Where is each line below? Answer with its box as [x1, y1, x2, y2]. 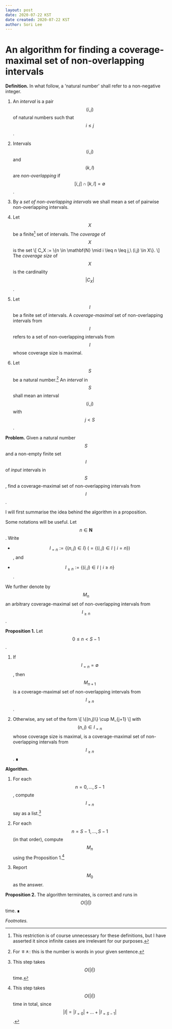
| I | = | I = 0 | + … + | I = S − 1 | [63, 1009, 117, 1016]
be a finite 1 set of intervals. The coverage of [12, 230, 106, 237]
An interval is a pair [12, 98, 54, 104]
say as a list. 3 [12, 809, 41, 816]
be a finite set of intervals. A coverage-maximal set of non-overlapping [12, 312, 163, 318]
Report [12, 864, 27, 871]
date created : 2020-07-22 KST [5, 17, 70, 22]
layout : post [5, 7, 33, 13]
